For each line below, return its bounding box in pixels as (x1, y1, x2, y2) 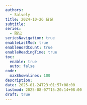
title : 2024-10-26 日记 (5, 17, 54, 22)
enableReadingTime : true (5, 49, 57, 55)
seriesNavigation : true (5, 36, 55, 41)
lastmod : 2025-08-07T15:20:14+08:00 (5, 87, 82, 92)
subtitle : (5, 21, 26, 27)
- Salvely (10, 12, 30, 17)
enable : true (10, 59, 37, 64)
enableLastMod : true (5, 40, 49, 45)
